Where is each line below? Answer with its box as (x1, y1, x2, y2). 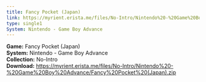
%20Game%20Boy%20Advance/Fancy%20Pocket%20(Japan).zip (6, 69, 177, 76)
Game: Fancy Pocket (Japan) (6, 43, 81, 50)
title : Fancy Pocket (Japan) (6, 9, 81, 15)
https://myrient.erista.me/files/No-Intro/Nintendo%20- (36, 62, 174, 70)
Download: (6, 62, 35, 70)
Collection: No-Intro (6, 56, 58, 63)
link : (6, 15, 20, 21)
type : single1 (6, 20, 43, 26)
